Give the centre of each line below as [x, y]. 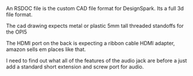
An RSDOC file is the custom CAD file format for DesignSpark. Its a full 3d [95, 8]
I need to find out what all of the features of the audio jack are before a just [97, 61]
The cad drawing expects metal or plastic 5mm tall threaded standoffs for [95, 26]
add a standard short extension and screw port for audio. [75, 67]
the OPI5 [17, 32]
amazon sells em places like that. [46, 49]
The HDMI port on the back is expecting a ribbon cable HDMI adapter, [90, 43]
